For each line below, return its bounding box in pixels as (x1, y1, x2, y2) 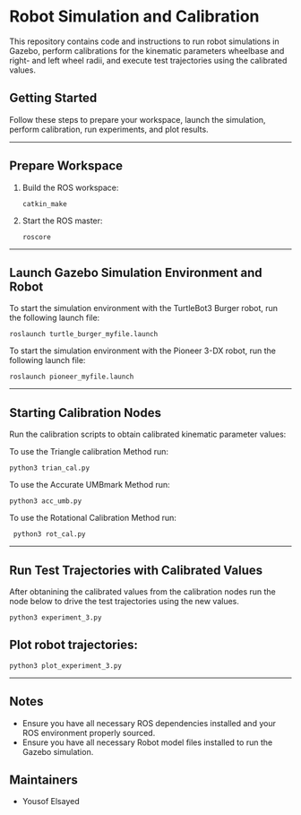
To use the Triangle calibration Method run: (9, 447, 168, 457)
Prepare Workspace (9, 159, 124, 174)
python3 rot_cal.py (13, 530, 87, 539)
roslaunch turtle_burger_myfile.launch (9, 330, 159, 339)
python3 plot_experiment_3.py (9, 661, 123, 670)
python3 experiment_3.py (9, 613, 102, 622)
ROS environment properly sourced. (21, 727, 156, 738)
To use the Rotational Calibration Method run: (9, 513, 177, 524)
